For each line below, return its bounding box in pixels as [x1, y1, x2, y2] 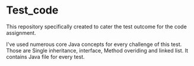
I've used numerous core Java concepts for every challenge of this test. [6, 41, 182, 48]
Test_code [6, 4, 59, 17]
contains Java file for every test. [6, 53, 85, 60]
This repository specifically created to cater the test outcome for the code [6, 23, 187, 30]
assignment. [6, 29, 37, 36]
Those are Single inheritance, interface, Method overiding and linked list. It [6, 47, 189, 54]
